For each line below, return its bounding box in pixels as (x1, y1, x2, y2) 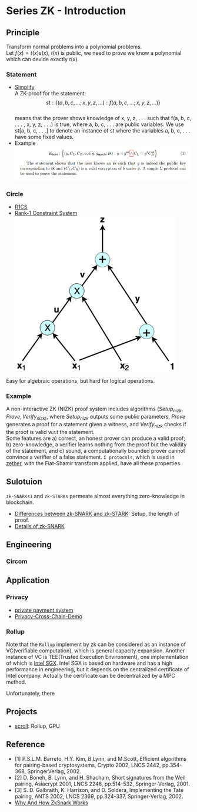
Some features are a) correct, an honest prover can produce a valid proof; (6, 435, 186, 442)
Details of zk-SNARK (14, 522, 65, 529)
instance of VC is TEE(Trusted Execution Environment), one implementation (6, 653, 189, 660)
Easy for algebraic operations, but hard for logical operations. (6, 377, 155, 385)
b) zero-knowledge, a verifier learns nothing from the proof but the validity (6, 440, 187, 448)
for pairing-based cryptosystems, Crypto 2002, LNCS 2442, (14, 761, 161, 768)
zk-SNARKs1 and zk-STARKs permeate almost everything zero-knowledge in (6, 492, 185, 499)
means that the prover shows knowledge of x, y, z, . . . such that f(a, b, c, (14, 115, 192, 122)
